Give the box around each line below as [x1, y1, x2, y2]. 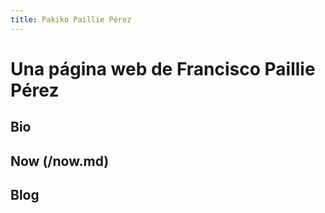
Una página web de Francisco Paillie [10, 57, 316, 80]
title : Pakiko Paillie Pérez [10, 14, 132, 25]
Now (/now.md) [10, 152, 110, 170]
